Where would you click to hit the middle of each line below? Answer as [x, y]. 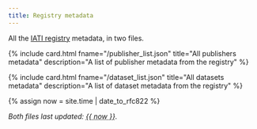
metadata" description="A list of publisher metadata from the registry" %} [128, 62]
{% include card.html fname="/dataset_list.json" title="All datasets [116, 77]
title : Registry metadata [51, 15]
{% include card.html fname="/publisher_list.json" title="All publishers [123, 53]
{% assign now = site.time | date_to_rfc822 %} [84, 101]
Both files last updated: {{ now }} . [63, 116]
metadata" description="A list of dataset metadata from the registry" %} [126, 85]
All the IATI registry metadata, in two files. [76, 38]
